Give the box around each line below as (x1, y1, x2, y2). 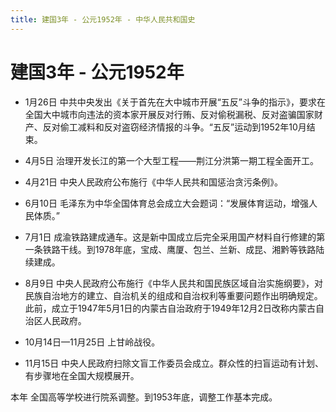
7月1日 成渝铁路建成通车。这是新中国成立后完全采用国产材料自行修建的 (24, 231, 317, 243)
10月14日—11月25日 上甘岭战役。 (24, 336, 161, 348)
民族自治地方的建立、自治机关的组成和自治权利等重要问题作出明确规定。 (24, 289, 323, 301)
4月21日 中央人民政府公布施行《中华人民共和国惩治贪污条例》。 (24, 176, 284, 188)
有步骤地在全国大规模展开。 (24, 369, 140, 381)
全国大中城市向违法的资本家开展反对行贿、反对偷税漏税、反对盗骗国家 (24, 108, 315, 120)
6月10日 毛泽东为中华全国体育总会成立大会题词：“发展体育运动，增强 (24, 197, 310, 209)
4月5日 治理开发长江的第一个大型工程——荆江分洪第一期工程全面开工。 (24, 154, 320, 166)
